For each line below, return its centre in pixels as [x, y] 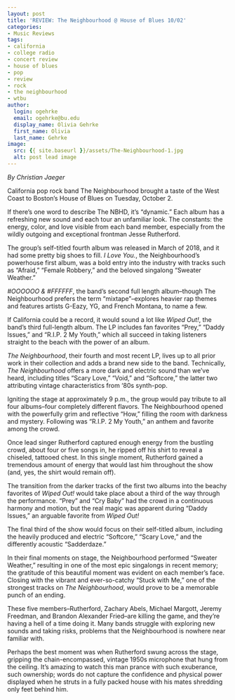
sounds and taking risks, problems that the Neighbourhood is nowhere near [116, 631]
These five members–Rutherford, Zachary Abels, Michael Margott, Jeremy [115, 608]
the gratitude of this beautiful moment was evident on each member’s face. [116, 572]
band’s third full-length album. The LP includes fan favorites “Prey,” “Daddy [116, 327]
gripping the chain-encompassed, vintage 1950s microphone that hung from [117, 659]
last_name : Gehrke [41, 137]
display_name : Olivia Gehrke [56, 124]
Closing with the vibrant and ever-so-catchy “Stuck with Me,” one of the [112, 580]
